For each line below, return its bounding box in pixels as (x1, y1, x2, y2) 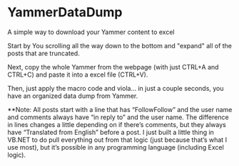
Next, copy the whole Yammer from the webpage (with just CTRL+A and (7, 62, 219, 71)
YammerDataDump (7, 4, 123, 21)
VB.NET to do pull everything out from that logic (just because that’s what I (7, 135, 227, 144)
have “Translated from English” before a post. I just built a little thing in (7, 128, 214, 136)
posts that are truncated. (7, 49, 80, 57)
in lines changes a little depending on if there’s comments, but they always (7, 120, 226, 128)
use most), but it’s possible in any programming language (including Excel (7, 143, 225, 151)
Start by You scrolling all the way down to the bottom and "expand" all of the (7, 41, 233, 50)
